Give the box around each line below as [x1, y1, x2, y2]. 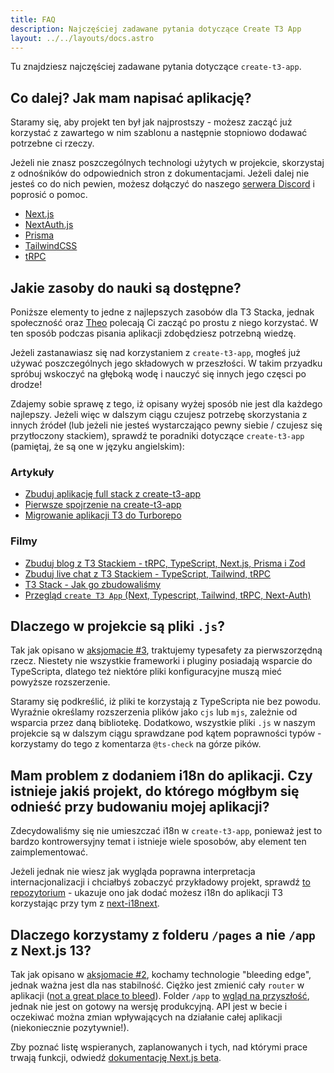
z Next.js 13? [10, 942, 92, 959]
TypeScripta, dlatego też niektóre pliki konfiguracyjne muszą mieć [10, 666, 283, 678]
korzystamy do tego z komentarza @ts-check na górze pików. [10, 738, 262, 750]
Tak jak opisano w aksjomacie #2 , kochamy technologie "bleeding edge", [10, 969, 312, 981]
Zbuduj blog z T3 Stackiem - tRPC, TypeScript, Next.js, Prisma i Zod [24, 557, 306, 569]
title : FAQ [10, 14, 56, 25]
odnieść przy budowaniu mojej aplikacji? [10, 798, 270, 815]
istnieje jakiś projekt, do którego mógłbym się [10, 782, 300, 800]
